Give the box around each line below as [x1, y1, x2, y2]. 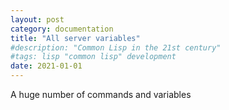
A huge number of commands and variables [10, 89, 192, 100]
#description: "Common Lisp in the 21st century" [10, 42, 222, 53]
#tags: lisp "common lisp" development [10, 52, 177, 62]
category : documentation [10, 24, 114, 34]
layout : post [10, 14, 65, 25]
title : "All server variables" [10, 33, 141, 43]
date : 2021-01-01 [10, 61, 83, 71]
